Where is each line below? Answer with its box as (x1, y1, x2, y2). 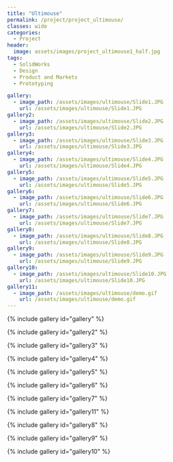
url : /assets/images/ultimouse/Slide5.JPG (19, 181, 142, 188)
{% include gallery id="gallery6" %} (7, 381, 108, 389)
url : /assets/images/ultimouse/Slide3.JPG (19, 143, 142, 151)
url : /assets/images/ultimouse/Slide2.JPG (19, 124, 142, 131)
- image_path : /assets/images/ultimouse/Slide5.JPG (13, 175, 164, 182)
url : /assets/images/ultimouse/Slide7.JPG (19, 220, 142, 227)
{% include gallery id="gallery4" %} (7, 355, 108, 363)
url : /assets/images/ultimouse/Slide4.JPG (19, 162, 142, 169)
